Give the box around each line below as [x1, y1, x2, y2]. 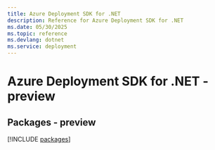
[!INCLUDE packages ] [7, 135, 71, 143]
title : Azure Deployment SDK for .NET [7, 10, 121, 18]
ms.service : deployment [7, 43, 77, 50]
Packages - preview [7, 116, 96, 128]
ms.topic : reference [7, 30, 68, 37]
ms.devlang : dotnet [7, 37, 65, 44]
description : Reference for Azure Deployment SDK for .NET [7, 17, 184, 24]
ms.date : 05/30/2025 [7, 23, 68, 30]
